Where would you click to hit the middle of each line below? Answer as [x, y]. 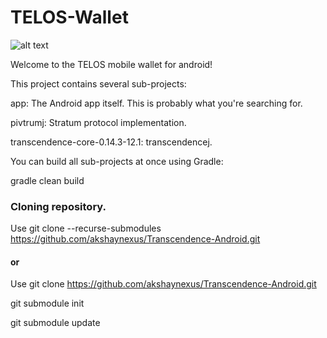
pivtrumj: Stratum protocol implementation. [98, 122]
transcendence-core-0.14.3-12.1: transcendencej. [111, 142]
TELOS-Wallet [69, 17]
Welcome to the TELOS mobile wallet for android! [111, 64]
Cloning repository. [58, 206]
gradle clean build [47, 180]
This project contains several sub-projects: [98, 83]
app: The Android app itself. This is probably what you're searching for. [156, 103]
